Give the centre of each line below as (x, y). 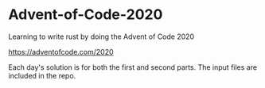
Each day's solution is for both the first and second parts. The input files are (132, 67)
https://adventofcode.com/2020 (61, 52)
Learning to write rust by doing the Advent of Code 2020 (101, 36)
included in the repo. (42, 75)
